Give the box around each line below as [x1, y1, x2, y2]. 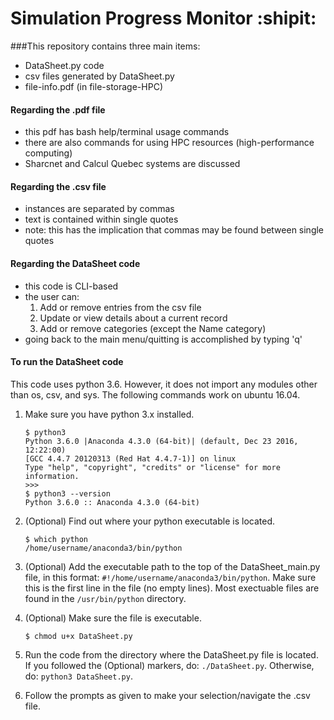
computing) [24, 147, 73, 159]
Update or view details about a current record [39, 312, 228, 324]
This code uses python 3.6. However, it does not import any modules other [10, 378, 318, 390]
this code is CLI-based [24, 280, 119, 292]
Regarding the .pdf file [10, 103, 106, 116]
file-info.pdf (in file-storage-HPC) [24, 80, 163, 92]
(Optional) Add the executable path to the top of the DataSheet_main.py [24, 560, 321, 572]
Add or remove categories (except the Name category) [39, 322, 267, 334]
